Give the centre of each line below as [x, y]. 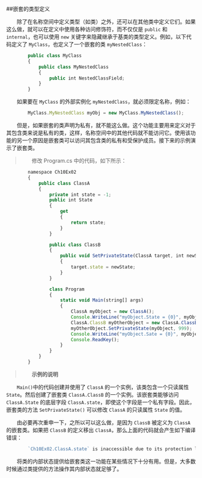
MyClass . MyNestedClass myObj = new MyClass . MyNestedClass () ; [106, 113]
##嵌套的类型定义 [28, 9]
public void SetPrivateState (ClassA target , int [122, 256]
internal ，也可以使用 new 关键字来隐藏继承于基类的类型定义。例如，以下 [96, 37]
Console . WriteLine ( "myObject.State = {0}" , [126, 317]
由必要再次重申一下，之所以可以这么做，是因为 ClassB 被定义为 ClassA [104, 422]
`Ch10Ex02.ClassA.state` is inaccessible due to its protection [110, 449]
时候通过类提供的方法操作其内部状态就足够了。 [64, 468]
